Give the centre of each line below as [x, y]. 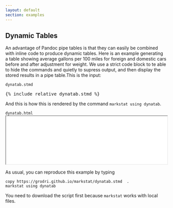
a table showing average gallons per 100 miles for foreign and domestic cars [86, 59]
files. [10, 201]
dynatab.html [19, 114]
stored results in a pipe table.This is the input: [53, 75]
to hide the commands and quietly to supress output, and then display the [83, 70]
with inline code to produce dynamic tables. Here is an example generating [84, 53]
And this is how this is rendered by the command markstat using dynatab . [83, 104]
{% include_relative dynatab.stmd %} [53, 94]
